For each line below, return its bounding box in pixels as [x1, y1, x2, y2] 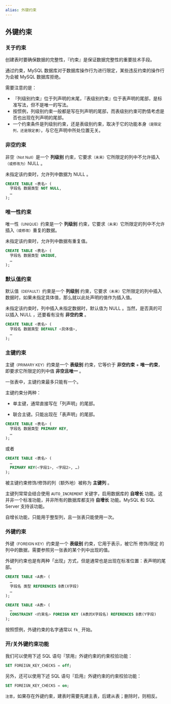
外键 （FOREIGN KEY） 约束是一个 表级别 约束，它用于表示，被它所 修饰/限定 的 [5, 540, 164, 547]
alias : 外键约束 [5, 7, 37, 13]
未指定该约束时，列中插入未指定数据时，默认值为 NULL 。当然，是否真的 [5, 305, 158, 311]
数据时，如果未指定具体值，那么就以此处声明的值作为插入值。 [5, 294, 135, 301]
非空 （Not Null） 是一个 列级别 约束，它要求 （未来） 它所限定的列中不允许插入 [5, 154, 160, 160]
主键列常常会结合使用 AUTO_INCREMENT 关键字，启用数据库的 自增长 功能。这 [5, 491, 163, 497]
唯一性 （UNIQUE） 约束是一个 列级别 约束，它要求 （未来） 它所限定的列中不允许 [5, 221, 165, 227]
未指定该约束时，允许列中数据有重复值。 [5, 238, 90, 245]
